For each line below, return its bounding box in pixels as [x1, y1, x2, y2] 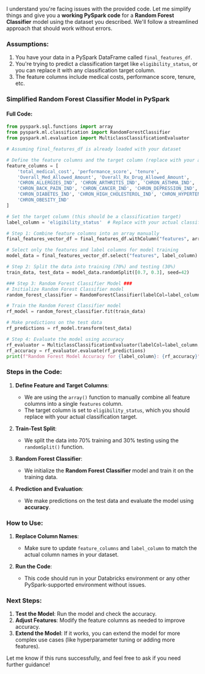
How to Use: [6, 519, 43, 527]
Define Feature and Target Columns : [15, 381, 109, 389]
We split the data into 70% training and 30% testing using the [24, 436, 179, 444]
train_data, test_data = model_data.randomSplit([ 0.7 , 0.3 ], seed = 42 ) [6, 269, 190, 276]
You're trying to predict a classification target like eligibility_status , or [15, 60, 198, 68]
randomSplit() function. [24, 443, 84, 450]
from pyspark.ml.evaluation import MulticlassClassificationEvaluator [6, 135, 190, 141]
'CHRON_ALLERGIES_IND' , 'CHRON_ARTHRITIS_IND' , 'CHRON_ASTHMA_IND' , [17, 180, 195, 186]
